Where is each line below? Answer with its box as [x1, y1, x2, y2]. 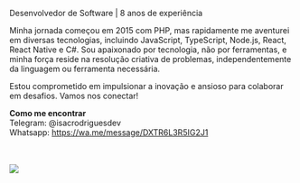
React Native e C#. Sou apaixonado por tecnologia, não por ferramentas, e [9, 44, 287, 55]
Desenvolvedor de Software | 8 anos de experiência [9, 8, 203, 18]
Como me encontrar [9, 108, 87, 118]
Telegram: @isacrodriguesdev [9, 117, 122, 128]
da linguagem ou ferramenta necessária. [9, 63, 161, 74]
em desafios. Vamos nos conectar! [9, 90, 139, 101]
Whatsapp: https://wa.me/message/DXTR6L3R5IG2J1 [9, 127, 209, 138]
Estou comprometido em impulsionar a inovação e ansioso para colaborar [9, 81, 284, 91]
